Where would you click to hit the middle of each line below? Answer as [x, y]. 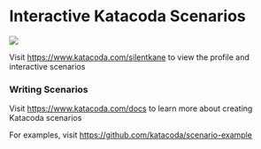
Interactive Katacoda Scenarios [127, 16]
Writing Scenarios [49, 89]
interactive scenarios [47, 66]
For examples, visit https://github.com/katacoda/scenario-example [130, 135]
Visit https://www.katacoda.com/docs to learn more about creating [131, 108]
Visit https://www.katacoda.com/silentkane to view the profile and [130, 57]
